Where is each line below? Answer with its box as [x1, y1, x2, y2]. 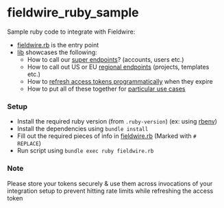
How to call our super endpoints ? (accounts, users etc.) [27, 55, 184, 63]
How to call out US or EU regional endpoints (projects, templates [27, 62, 210, 71]
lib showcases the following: [16, 48, 97, 56]
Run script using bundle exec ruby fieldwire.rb [16, 146, 154, 155]
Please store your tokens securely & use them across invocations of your [7, 179, 213, 187]
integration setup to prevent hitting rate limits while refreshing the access [7, 187, 214, 195]
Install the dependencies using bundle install [16, 125, 149, 133]
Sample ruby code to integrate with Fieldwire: [7, 27, 136, 36]
